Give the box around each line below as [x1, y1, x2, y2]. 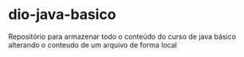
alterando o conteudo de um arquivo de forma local [8, 40, 177, 49]
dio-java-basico [8, 6, 116, 24]
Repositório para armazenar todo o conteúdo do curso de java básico [8, 32, 237, 41]
